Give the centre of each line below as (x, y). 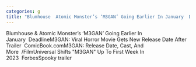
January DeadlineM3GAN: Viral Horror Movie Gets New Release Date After (96, 39)
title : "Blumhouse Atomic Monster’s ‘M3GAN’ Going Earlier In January (95, 17)
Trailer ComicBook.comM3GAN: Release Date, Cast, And (75, 45)
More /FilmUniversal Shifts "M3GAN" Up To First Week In (75, 51)
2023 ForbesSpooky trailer (39, 58)
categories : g (23, 11)
